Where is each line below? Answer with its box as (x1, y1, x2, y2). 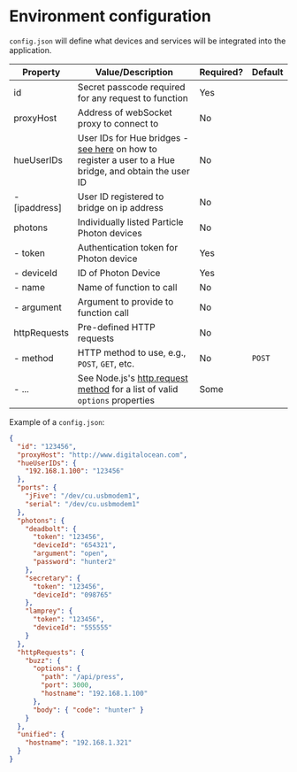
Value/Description (95, 66, 174, 78)
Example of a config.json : (9, 416, 105, 427)
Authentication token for (77, 241, 179, 253)
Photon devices (77, 227, 143, 239)
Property (21, 66, 61, 78)
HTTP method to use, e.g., (77, 346, 187, 359)
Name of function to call (77, 281, 178, 293)
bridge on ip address (77, 201, 164, 213)
